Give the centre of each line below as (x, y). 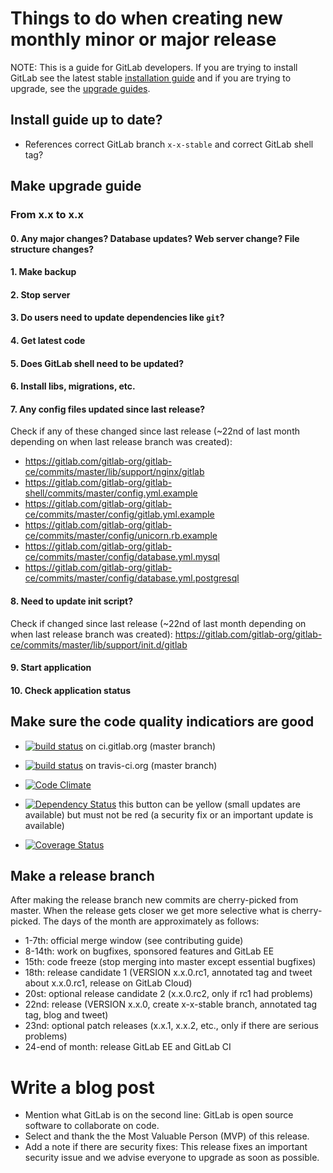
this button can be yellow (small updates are (209, 804)
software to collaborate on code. (92, 1126)
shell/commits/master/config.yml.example (111, 493)
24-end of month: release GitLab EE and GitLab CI (128, 1047)
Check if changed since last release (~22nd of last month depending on (158, 623)
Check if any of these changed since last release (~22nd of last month (155, 431)
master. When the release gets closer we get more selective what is (150, 911)
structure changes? (52, 249)
